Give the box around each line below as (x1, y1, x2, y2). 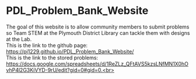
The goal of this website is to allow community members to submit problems (6, 23, 190, 30)
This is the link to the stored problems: (6, 54, 98, 61)
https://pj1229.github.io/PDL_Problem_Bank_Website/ (6, 48, 134, 55)
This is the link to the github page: (6, 42, 88, 49)
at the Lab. (6, 35, 32, 42)
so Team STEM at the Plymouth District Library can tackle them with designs (6, 29, 190, 36)
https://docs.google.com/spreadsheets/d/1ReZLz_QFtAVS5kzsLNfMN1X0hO (6, 60, 188, 67)
